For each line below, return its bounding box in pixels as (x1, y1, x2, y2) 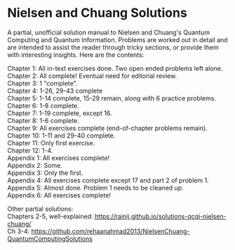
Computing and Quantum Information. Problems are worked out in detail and (7, 35, 228, 44)
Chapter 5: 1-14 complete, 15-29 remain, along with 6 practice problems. (7, 93, 216, 103)
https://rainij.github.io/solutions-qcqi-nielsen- (94, 212, 227, 221)
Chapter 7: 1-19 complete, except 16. (7, 109, 112, 117)
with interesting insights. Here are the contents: (7, 51, 145, 59)
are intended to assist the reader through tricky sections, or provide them (7, 43, 219, 51)
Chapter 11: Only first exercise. (7, 138, 95, 147)
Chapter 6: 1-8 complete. (7, 101, 79, 110)
